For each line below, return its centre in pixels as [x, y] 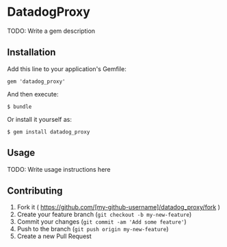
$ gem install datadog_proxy [49, 132]
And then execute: [33, 94]
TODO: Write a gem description [51, 31]
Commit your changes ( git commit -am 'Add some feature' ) [102, 222]
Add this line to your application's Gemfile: [67, 68]
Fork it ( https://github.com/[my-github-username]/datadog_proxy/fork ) [119, 207]
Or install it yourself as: [39, 119]
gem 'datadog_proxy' [37, 81]
